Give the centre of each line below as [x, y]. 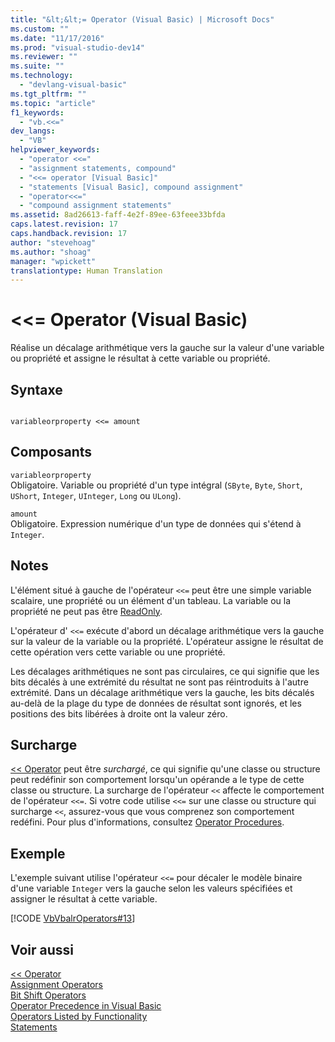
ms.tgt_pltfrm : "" [48, 94]
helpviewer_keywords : [55, 150]
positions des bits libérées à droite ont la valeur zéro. [119, 713]
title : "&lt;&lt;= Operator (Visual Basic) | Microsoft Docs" [142, 19]
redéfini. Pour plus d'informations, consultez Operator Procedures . [147, 822]
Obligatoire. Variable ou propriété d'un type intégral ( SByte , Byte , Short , [156, 485]
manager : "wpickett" [53, 261]
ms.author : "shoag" [51, 252]
